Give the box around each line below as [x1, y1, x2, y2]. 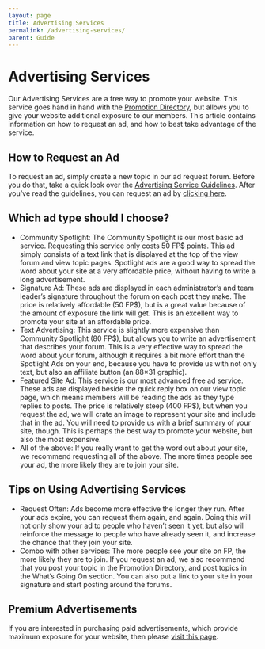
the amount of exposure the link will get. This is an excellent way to [19, 308, 239, 318]
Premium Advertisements [8, 603, 138, 617]
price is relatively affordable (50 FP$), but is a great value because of [19, 300, 246, 309]
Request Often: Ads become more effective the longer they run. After [19, 504, 245, 513]
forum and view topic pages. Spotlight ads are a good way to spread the [19, 258, 256, 267]
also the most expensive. [19, 434, 101, 444]
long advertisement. [19, 274, 85, 284]
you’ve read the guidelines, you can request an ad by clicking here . [8, 189, 227, 198]
